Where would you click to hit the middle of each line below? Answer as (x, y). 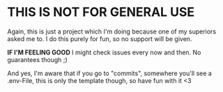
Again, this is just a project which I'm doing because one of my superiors (112, 31)
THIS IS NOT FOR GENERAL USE (101, 12)
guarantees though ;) (37, 59)
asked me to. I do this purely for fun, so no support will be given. (100, 38)
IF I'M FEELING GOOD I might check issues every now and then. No (104, 52)
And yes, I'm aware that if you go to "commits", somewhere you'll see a (110, 73)
